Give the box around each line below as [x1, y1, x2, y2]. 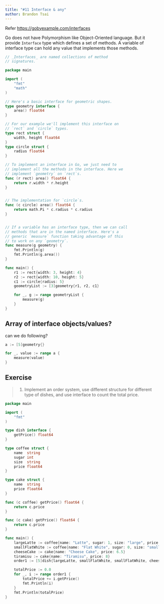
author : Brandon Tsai [5, 12, 49, 17]
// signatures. [5, 59, 36, 64]
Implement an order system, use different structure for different [24, 386, 152, 392]
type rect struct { [5, 131, 45, 135]
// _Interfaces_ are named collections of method [5, 54, 108, 59]
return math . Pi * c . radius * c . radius [14, 207, 93, 212]
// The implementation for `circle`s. [5, 198, 84, 203]
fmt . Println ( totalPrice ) [14, 590, 64, 595]
